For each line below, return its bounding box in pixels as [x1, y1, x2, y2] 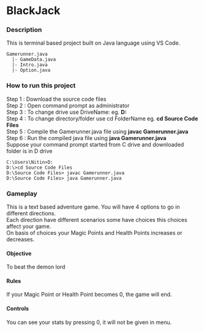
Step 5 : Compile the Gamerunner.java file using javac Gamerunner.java [6, 128, 189, 135]
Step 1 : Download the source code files [6, 95, 107, 103]
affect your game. [6, 223, 51, 230]
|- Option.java [12, 67, 51, 73]
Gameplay [6, 189, 38, 197]
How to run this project [6, 81, 76, 90]
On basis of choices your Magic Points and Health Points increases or [6, 229, 183, 237]
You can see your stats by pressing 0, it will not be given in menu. [6, 319, 172, 326]
